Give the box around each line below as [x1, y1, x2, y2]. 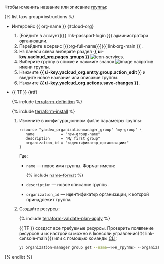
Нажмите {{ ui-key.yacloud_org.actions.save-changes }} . [19, 80, 140, 86]
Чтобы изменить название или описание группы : [4, 4, 108, 10]
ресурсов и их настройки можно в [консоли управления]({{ [19, 231, 145, 236]
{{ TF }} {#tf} [11, 89, 38, 95]
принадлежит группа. [26, 197, 71, 202]
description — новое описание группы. [26, 182, 109, 187]
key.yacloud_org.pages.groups [19, 54, 84, 59]
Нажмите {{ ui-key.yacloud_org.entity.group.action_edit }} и [19, 69, 146, 75]
